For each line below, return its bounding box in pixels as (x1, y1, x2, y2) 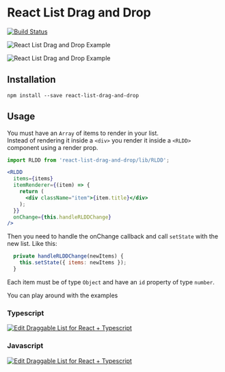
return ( (19, 188, 44, 195)
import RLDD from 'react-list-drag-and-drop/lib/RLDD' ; (7, 156, 170, 164)
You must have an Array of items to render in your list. (7, 129, 159, 137)
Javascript (7, 341, 44, 351)
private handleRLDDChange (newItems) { (13, 253, 124, 260)
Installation (7, 74, 56, 86)
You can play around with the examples (7, 291, 118, 299)
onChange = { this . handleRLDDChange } (13, 214, 111, 221)
